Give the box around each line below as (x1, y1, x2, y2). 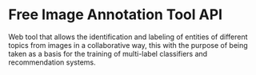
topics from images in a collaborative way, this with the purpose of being (8, 40, 248, 49)
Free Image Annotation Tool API (8, 6, 222, 24)
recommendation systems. (8, 57, 96, 67)
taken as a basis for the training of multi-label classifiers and (8, 49, 208, 58)
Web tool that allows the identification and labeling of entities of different (8, 32, 248, 41)
